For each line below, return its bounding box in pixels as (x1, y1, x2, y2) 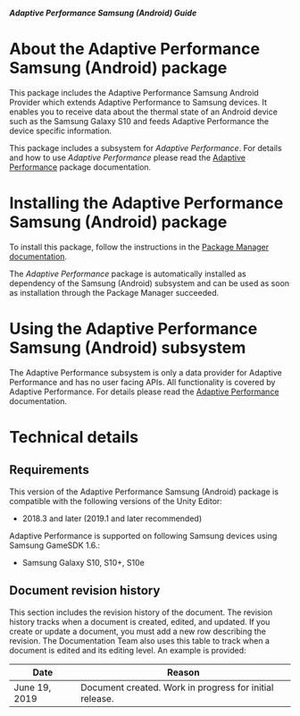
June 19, (13, 681, 52, 694)
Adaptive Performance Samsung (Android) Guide (9, 8, 197, 18)
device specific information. (9, 125, 112, 136)
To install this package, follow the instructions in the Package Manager (9, 241, 270, 252)
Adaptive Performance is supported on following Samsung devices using (9, 530, 278, 541)
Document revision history (9, 583, 161, 598)
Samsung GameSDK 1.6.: (9, 540, 101, 551)
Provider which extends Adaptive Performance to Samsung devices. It (9, 97, 268, 107)
